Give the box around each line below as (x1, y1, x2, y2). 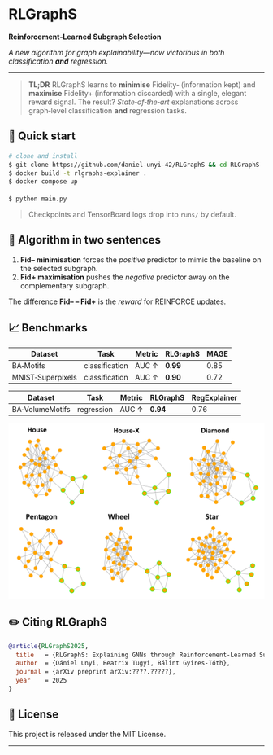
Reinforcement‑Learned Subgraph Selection (8, 32, 162, 42)
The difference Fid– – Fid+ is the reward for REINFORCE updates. (8, 296, 227, 306)
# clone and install (8, 151, 79, 160)
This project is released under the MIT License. (8, 729, 167, 739)
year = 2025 (15, 677, 67, 685)
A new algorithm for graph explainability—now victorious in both (8, 47, 225, 57)
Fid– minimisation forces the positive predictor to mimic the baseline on (19, 254, 262, 265)
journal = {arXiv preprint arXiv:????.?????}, (15, 668, 176, 676)
